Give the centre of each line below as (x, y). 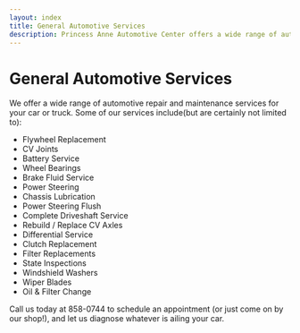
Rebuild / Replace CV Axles (72, 226)
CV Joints (40, 149)
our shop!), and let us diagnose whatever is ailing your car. (117, 319)
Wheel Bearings (51, 168)
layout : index (36, 17)
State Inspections (54, 263)
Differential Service (58, 235)
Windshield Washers (60, 273)
